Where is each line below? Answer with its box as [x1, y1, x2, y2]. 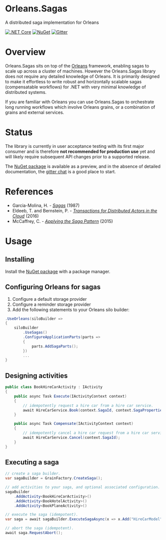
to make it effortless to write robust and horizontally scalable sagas [5, 78, 142, 84]
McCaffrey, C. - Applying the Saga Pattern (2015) [12, 218, 113, 224]
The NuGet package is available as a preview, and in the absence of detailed [5, 163, 161, 169]
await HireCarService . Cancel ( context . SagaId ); [23, 435, 121, 440]
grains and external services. [5, 109, 64, 115]
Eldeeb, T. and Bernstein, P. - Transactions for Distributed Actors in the [12, 207, 158, 213]
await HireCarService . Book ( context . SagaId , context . [23, 407, 134, 412]
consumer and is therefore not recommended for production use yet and [5, 148, 155, 154]
